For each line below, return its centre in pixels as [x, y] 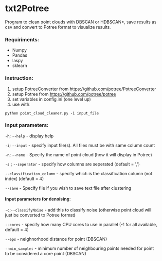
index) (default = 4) [25, 179]
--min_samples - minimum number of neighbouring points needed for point [80, 248]
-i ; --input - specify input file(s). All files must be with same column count [80, 145]
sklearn [20, 65]
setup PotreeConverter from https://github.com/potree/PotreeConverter [84, 89]
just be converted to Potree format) [40, 215]
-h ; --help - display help [29, 136]
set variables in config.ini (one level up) [51, 99]
